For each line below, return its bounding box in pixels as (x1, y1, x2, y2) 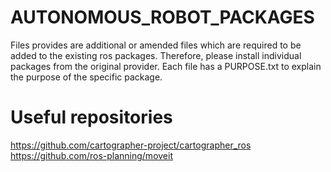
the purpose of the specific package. (10, 71, 163, 83)
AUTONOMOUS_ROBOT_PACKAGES (10, 6, 315, 29)
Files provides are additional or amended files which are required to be (10, 39, 302, 51)
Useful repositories (10, 106, 173, 129)
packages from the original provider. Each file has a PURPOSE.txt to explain (10, 60, 322, 72)
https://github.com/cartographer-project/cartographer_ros (10, 139, 252, 151)
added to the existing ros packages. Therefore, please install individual (10, 49, 302, 61)
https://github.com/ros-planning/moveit (10, 149, 173, 161)
